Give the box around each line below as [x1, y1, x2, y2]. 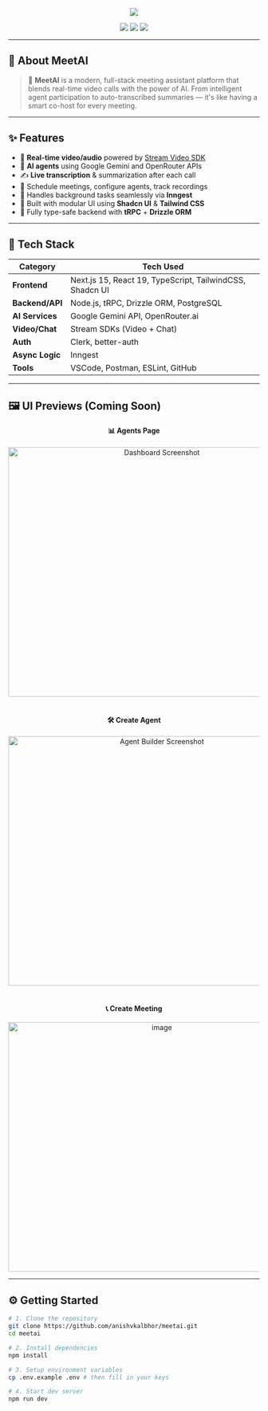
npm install [8, 1351, 48, 1359]
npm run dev [8, 1395, 48, 1403]
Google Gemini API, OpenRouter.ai [70, 311, 199, 322]
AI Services [12, 311, 57, 322]
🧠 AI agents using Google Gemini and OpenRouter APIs [19, 161, 202, 171]
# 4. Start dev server [8, 1388, 84, 1396]
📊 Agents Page [108, 426, 160, 435]
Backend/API [12, 298, 63, 309]
